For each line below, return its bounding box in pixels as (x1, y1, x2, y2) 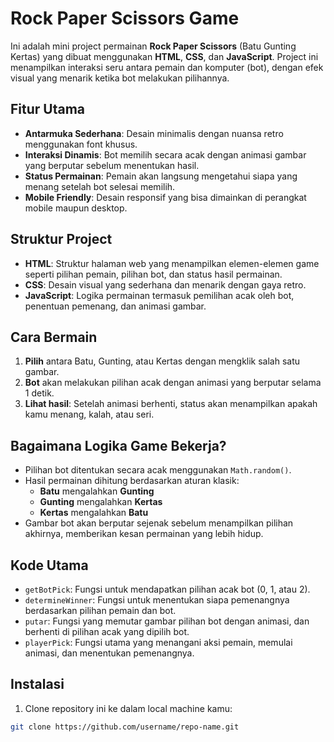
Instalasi (10, 676, 65, 693)
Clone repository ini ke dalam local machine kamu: (24, 702, 233, 714)
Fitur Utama (10, 101, 86, 118)
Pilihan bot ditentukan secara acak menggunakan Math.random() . (24, 464, 292, 476)
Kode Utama (10, 557, 89, 574)
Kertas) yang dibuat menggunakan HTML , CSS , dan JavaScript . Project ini (10, 50, 319, 62)
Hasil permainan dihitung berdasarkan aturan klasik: (24, 475, 240, 487)
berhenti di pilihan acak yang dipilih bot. (24, 626, 190, 637)
